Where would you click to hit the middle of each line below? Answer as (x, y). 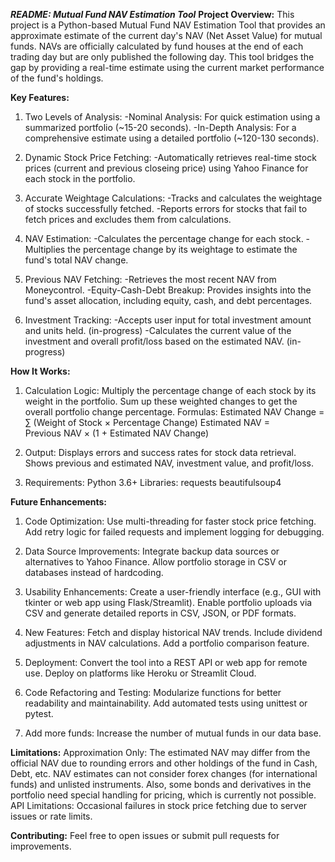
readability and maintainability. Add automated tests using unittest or (166, 703)
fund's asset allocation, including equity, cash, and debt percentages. (168, 300)
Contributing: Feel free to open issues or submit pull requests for (145, 835)
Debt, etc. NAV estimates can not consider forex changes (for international (164, 773)
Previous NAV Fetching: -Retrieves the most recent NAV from (150, 279)
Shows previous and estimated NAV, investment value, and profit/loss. (169, 463)
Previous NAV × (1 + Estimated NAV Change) (117, 433)
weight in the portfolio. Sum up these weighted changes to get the (161, 401)
